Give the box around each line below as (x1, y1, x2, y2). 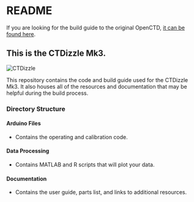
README (6, 4, 53, 18)
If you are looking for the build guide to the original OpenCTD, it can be (6, 24, 185, 31)
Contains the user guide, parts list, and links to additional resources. (15, 189, 187, 196)
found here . (6, 30, 35, 37)
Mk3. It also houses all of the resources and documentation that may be (6, 83, 188, 90)
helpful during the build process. (6, 89, 89, 97)
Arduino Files (6, 120, 41, 127)
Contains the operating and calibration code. (15, 133, 129, 141)
